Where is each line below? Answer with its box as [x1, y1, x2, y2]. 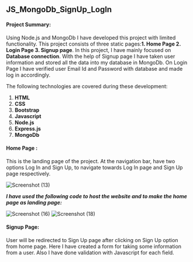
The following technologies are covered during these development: [6, 82, 168, 89]
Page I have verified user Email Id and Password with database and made [6, 65, 183, 72]
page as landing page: [6, 199, 63, 206]
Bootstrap [14, 106, 40, 113]
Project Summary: [6, 20, 51, 28]
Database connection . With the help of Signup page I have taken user [6, 53, 175, 60]
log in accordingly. [6, 71, 51, 78]
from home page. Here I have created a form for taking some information [6, 243, 182, 250]
